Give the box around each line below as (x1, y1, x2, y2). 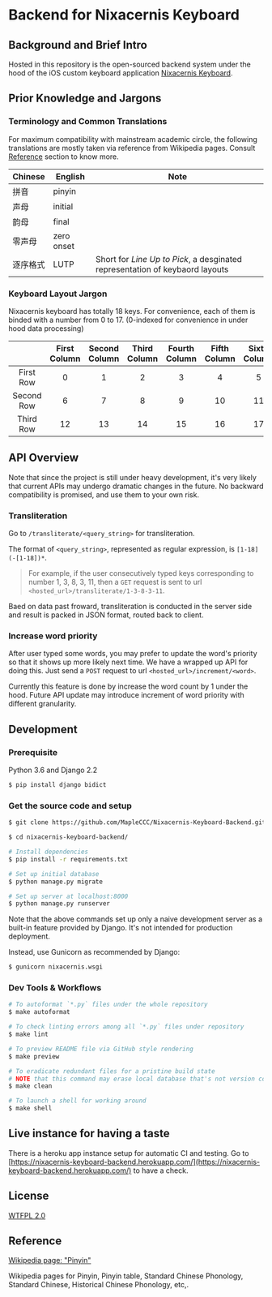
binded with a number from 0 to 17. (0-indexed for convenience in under (8, 315, 249, 324)
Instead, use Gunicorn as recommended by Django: (8, 947, 181, 957)
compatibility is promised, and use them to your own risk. (8, 489, 200, 500)
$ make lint (8, 1030, 49, 1039)
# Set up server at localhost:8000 (8, 892, 129, 900)
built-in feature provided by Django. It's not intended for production (8, 923, 233, 933)
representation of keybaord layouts (96, 264, 229, 275)
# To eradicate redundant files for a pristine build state (8, 1067, 216, 1076)
